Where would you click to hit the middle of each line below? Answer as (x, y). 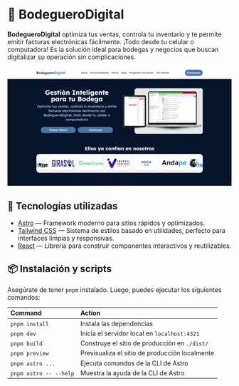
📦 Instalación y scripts (60, 269)
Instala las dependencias (117, 323)
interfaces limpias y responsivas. (66, 238)
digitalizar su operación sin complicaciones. (72, 57)
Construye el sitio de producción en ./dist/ (144, 343)
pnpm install (30, 324)
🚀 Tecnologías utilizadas (63, 206)
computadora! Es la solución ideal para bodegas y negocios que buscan (113, 49)
